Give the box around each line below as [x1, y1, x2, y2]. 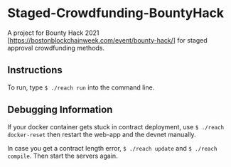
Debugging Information [7, 104, 113, 116]
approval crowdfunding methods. [7, 43, 105, 52]
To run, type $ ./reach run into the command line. [7, 83, 155, 92]
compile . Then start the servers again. [7, 151, 119, 160]
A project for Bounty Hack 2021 [7, 28, 100, 37]
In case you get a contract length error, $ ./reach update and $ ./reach [7, 144, 217, 152]
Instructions [7, 64, 63, 76]
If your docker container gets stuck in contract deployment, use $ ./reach [7, 122, 225, 131]
